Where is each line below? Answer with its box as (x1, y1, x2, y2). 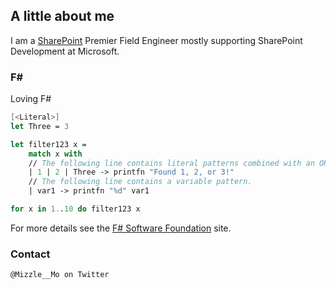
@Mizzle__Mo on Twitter (10, 270, 110, 280)
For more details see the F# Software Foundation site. (10, 222, 232, 234)
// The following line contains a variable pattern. (28, 177, 253, 187)
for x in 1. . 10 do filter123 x (10, 204, 141, 214)
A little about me (10, 8, 115, 25)
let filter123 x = (10, 139, 87, 149)
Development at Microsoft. (10, 45, 120, 57)
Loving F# (10, 93, 52, 105)
